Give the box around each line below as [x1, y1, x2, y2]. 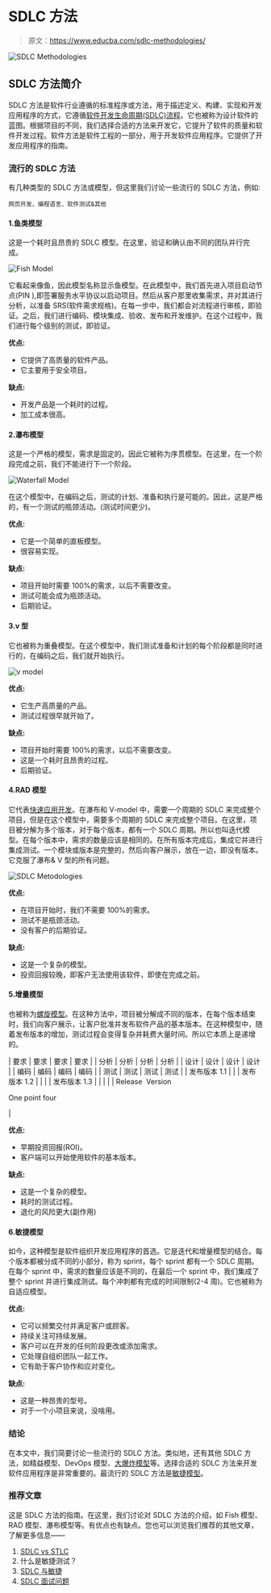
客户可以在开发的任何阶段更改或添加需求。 [19, 1341, 162, 1351]
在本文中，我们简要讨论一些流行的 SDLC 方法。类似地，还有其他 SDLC [8, 1448, 243, 1457]
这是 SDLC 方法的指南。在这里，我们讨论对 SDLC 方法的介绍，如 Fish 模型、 [8, 1510, 262, 1520]
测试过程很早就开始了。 [19, 711, 98, 720]
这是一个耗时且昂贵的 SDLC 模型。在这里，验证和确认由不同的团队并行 [8, 237, 244, 247]
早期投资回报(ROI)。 [19, 1142, 87, 1152]
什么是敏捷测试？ [19, 1556, 77, 1566]
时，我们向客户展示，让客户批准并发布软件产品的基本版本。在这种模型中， [8, 1019, 256, 1029]
